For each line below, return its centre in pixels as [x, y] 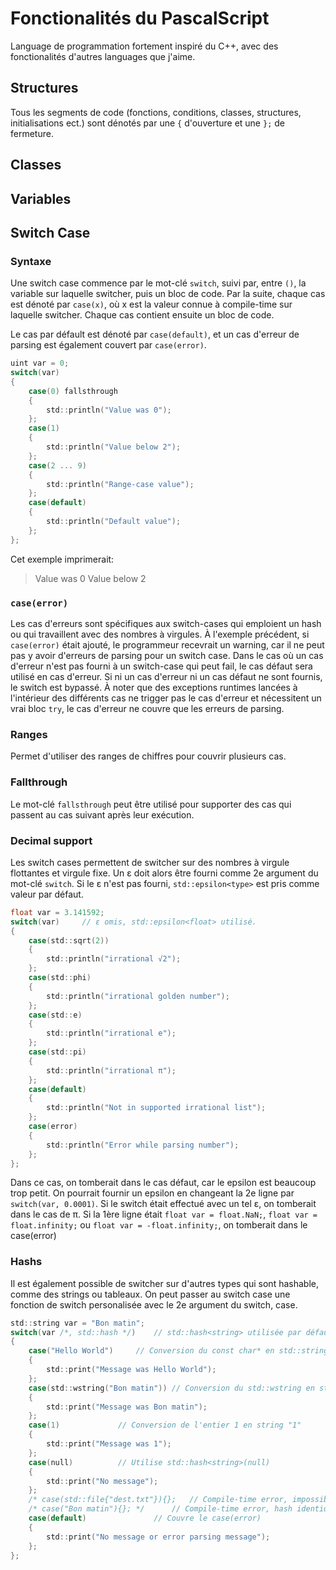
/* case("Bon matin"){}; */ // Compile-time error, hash [160, 1509]
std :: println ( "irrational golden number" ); [138, 996]
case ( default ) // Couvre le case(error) [145, 1518]
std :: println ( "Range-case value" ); [120, 484]
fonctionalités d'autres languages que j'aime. [103, 56]
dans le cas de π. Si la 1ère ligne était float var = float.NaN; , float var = [164, 1214]
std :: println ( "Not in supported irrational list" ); [156, 1108]
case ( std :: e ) [55, 1015]
